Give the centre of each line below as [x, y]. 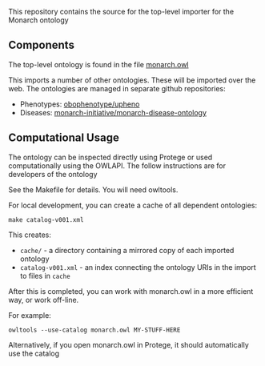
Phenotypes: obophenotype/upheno [80, 104]
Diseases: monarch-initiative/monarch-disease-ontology [113, 112]
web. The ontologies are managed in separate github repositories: [117, 88]
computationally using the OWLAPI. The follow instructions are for [117, 165]
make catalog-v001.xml [46, 219]
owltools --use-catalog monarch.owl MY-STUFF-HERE [94, 330]
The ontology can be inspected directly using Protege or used [110, 157]
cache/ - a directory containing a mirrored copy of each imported [127, 250]
